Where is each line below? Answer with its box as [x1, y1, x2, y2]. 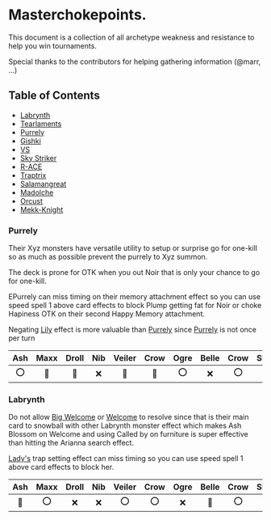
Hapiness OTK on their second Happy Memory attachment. [8, 309, 206, 319]
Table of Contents [8, 89, 101, 103]
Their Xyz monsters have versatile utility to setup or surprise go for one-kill [8, 243, 258, 253]
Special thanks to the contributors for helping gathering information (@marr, [8, 57, 261, 66]
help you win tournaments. [8, 40, 97, 50]
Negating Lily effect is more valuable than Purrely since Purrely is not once [8, 325, 256, 335]
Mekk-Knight [19, 205, 64, 214]
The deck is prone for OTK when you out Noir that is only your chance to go [8, 268, 261, 277]
